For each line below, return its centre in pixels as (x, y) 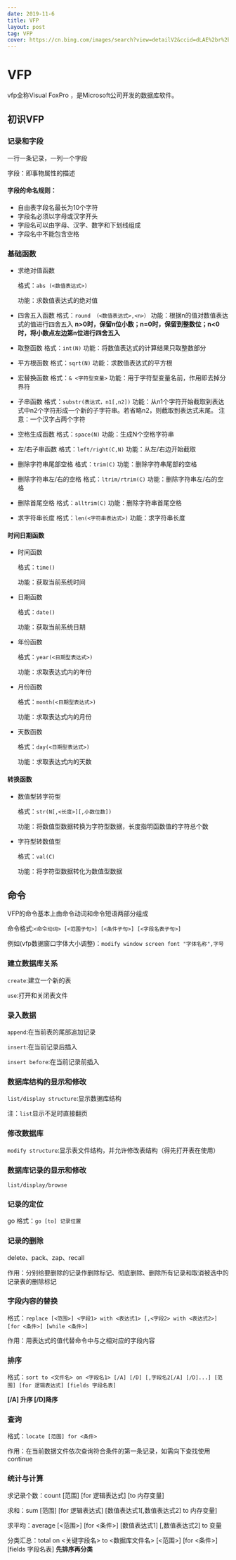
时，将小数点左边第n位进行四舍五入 (69, 333)
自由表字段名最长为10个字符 (58, 207)
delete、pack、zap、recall (46, 1257)
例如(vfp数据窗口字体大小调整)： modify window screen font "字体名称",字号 (116, 944)
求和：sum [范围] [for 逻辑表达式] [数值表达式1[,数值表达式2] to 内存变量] (112, 1510)
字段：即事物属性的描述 (41, 173)
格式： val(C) (36, 856)
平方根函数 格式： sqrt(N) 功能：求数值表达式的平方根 (95, 363)
